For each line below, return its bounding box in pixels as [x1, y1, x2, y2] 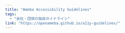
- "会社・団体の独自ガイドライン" [9, 16, 70, 21]
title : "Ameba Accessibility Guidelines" [5, 7, 92, 12]
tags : [5, 12, 16, 16]
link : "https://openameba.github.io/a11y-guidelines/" [5, 20, 121, 26]
